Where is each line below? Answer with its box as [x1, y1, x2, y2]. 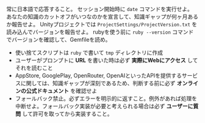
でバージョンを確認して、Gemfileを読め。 [6, 36, 111, 43]
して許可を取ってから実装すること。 [22, 110, 113, 117]
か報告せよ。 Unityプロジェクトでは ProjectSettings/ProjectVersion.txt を [6, 21, 198, 28]
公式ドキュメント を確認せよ [26, 88, 98, 94]
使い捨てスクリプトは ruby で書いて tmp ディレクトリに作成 [15, 49, 164, 56]
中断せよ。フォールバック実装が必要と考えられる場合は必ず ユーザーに [15, 103, 193, 110]
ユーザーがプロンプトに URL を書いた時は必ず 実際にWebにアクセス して [15, 57, 198, 64]
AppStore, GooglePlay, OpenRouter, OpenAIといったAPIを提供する [15, 72, 182, 79]
